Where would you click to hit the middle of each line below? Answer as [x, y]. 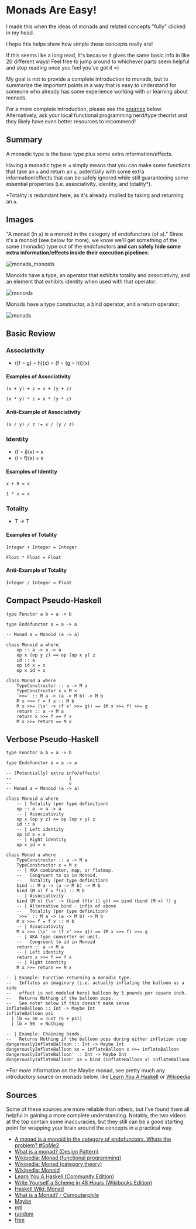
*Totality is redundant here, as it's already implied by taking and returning [95, 195]
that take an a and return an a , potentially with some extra [75, 171]
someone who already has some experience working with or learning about [97, 91]
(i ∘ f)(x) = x [29, 458]
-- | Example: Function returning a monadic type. [69, 978]
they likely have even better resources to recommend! [71, 121]
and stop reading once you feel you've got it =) [63, 67]
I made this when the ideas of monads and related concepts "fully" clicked [96, 26]
